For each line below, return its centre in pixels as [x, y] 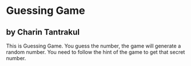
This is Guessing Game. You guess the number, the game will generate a [94, 46]
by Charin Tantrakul [43, 32]
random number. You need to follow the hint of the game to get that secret [96, 52]
